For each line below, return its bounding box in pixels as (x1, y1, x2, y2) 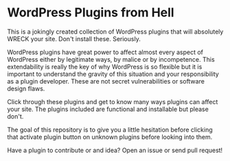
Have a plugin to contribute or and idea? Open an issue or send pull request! (7, 146, 223, 154)
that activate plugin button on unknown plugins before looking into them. (7, 132, 213, 141)
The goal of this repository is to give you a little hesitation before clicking (7, 125, 213, 134)
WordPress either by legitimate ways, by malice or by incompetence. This (7, 55, 215, 63)
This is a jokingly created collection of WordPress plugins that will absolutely (7, 27, 224, 36)
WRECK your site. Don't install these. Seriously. (7, 34, 141, 42)
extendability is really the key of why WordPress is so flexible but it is (7, 62, 203, 71)
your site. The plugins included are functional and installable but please (7, 105, 209, 113)
